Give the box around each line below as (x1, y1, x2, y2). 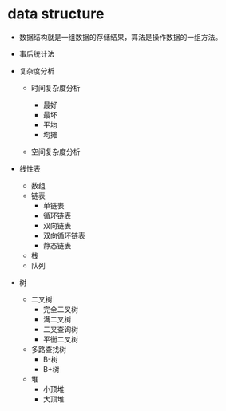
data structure (7, 5, 105, 23)
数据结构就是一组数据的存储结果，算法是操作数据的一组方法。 (18, 32, 223, 41)
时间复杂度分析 (30, 83, 81, 93)
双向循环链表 (42, 231, 85, 240)
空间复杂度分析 (30, 147, 81, 156)
